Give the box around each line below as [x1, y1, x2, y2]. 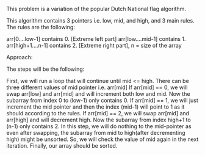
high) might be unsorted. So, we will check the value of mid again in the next [6, 135, 199, 143]
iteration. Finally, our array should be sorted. [6, 142, 118, 149]
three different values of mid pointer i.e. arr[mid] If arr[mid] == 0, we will [6, 84, 188, 91]
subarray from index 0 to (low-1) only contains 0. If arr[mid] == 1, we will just [6, 97, 198, 104]
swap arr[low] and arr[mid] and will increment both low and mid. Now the [6, 90, 190, 97]
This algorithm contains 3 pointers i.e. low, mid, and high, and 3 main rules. [6, 17, 195, 24]
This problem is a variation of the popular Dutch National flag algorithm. [6, 5, 186, 12]
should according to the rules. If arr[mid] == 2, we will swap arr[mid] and [6, 110, 190, 117]
